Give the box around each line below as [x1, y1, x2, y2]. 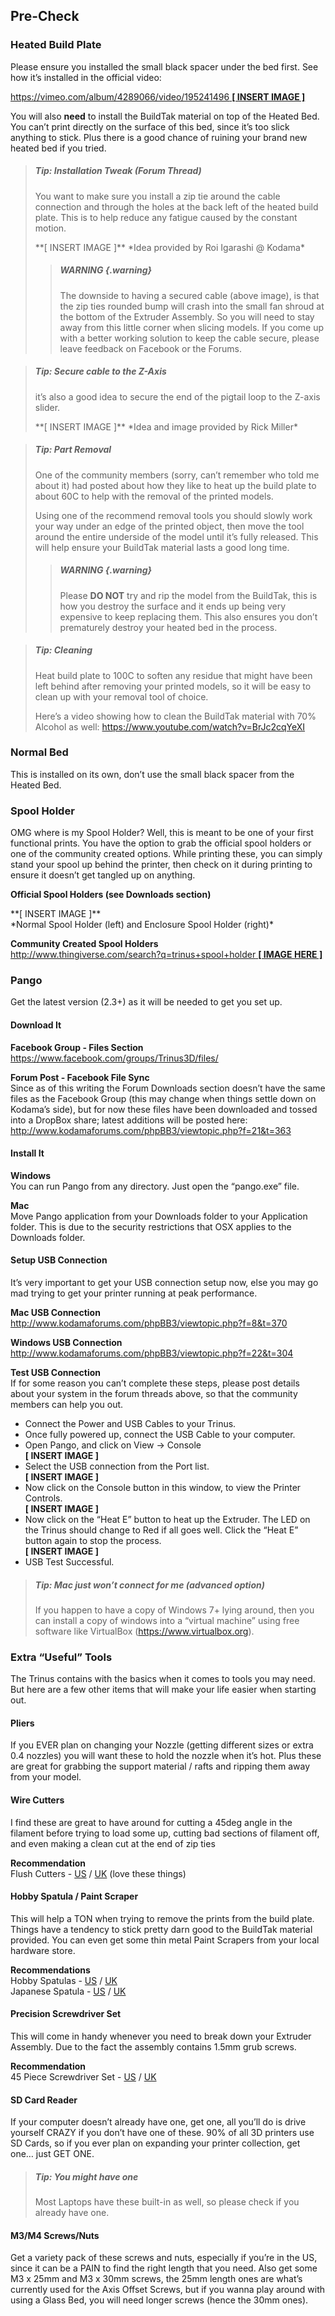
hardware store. [10, 1944, 76, 1956]
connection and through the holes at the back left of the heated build [34, 200, 319, 213]
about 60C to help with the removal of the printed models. [34, 490, 274, 502]
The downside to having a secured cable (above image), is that [59, 289, 320, 301]
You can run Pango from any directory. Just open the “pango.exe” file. [10, 1180, 300, 1192]
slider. [34, 401, 61, 413]
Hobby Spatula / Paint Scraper [10, 1890, 139, 1903]
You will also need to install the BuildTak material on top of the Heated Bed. [10, 110, 320, 122]
